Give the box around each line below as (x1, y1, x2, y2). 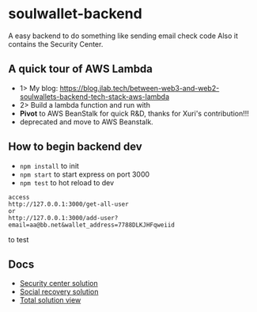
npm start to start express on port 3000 (19, 169, 150, 179)
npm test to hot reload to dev (19, 177, 115, 187)
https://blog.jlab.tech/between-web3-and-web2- (59, 83, 220, 93)
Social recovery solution (19, 287, 99, 297)
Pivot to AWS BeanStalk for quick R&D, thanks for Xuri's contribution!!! (19, 108, 249, 118)
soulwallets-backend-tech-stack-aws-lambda (19, 92, 170, 101)
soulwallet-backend (8, 5, 142, 23)
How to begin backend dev (8, 140, 142, 154)
